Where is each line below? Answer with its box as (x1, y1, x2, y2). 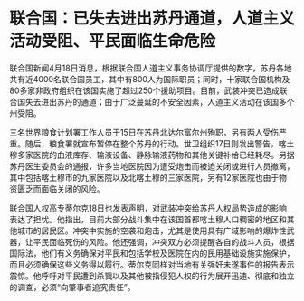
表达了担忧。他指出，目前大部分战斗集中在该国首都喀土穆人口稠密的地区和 (9, 213, 287, 224)
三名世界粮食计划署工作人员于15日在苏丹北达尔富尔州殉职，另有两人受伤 (9, 127, 279, 137)
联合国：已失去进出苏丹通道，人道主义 (9, 8, 296, 29)
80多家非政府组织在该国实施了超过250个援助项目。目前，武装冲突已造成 (9, 85, 280, 96)
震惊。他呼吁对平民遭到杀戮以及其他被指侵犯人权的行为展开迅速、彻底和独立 (9, 270, 295, 281)
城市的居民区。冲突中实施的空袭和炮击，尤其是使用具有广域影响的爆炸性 (16, 225, 287, 236)
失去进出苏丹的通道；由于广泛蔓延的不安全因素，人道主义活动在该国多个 (24, 96, 295, 107)
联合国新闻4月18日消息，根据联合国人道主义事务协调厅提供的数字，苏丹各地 (9, 62, 292, 73)
